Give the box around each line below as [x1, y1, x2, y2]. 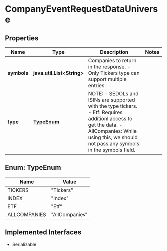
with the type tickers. [88, 103, 138, 109]
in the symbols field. [88, 146, 136, 153]
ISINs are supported [88, 96, 135, 103]
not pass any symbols [88, 140, 140, 147]
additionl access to [88, 115, 133, 122]
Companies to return [88, 57, 137, 64]
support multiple [88, 76, 127, 83]
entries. [88, 82, 106, 89]
